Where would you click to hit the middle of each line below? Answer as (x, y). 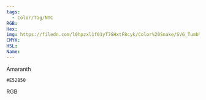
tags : (13, 12)
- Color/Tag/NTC (32, 18)
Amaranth (19, 69)
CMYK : (13, 40)
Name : (13, 52)
